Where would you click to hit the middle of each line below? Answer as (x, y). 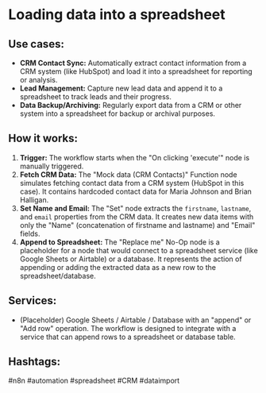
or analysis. (39, 80)
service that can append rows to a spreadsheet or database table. (127, 337)
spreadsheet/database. (58, 275)
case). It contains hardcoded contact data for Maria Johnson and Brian (136, 191)
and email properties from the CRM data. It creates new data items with (137, 217)
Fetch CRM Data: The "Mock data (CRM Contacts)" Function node (128, 174)
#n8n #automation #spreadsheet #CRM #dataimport (94, 381)
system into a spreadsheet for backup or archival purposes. (118, 114)
